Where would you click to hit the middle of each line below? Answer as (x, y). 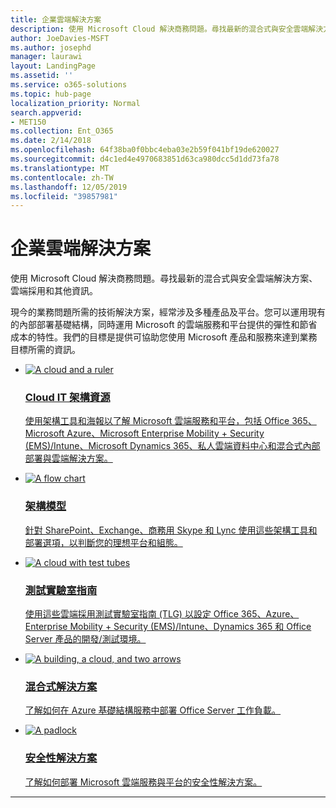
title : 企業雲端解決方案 (56, 19)
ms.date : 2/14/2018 (51, 141)
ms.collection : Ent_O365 (62, 131)
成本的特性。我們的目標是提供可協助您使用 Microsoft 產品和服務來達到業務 (164, 337)
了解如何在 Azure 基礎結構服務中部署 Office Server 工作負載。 (153, 710)
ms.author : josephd (51, 47)
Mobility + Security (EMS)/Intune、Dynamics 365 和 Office (190, 627)
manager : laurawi (46, 57)
